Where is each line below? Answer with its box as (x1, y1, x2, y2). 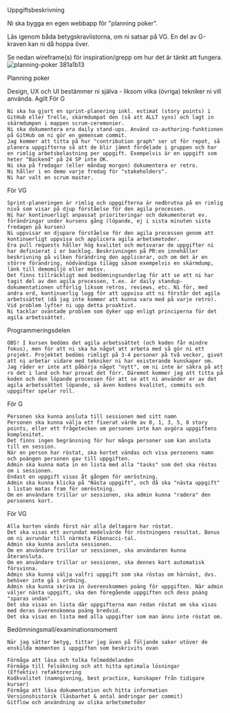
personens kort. (7, 497, 54, 504)
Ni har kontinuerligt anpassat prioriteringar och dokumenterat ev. (7, 211, 208, 218)
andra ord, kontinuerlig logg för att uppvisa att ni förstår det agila (7, 290, 220, 297)
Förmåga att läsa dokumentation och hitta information (7, 687, 168, 694)
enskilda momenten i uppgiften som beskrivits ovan (7, 645, 158, 652)
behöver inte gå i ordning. (7, 577, 88, 584)
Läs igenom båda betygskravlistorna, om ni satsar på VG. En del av (7, 32, 198, 41)
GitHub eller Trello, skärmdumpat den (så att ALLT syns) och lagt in (7, 114, 214, 121)
